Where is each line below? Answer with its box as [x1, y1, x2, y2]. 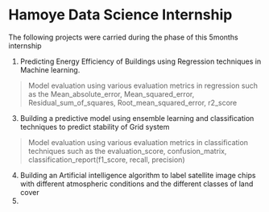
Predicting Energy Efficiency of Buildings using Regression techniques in [19, 56, 262, 66]
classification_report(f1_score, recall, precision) [27, 155, 185, 164]
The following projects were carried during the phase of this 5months [8, 32, 239, 42]
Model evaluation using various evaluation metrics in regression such [27, 81, 258, 90]
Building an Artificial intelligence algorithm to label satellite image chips [19, 170, 256, 180]
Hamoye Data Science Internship [8, 6, 233, 24]
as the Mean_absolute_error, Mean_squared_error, [27, 89, 195, 98]
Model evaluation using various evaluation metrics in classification [27, 137, 248, 147]
